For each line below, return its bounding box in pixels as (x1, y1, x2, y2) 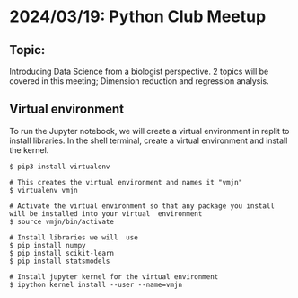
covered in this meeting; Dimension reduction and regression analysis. (9, 76, 269, 86)
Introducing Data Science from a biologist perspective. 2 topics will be (9, 66, 269, 77)
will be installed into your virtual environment (9, 209, 203, 218)
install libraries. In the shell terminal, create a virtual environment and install (9, 135, 288, 146)
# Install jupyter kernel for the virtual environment (9, 272, 219, 281)
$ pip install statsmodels (9, 257, 110, 266)
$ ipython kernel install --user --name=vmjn (9, 280, 182, 289)
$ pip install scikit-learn (9, 248, 115, 257)
